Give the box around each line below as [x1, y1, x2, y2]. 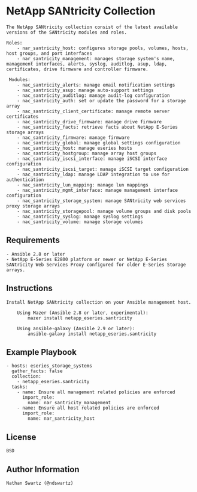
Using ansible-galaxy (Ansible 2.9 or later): [17, 325, 135, 331]
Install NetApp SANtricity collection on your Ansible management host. [6, 299, 192, 305]
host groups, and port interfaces [6, 50, 93, 57]
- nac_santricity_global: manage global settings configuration [17, 140, 181, 146]
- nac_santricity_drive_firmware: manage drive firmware [17, 118, 162, 125]
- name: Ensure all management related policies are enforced [17, 389, 175, 395]
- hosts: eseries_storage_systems [6, 363, 93, 369]
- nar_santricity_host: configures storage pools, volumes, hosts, [17, 45, 189, 51]
